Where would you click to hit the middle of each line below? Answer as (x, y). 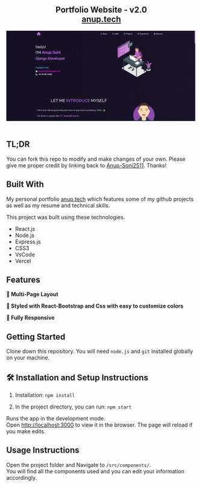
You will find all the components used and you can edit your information (96, 471)
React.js (25, 228)
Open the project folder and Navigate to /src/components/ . (79, 465)
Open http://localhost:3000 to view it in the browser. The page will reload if (99, 425)
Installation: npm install (45, 395)
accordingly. (22, 477)
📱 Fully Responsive (30, 318)
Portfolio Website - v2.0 (101, 10)
